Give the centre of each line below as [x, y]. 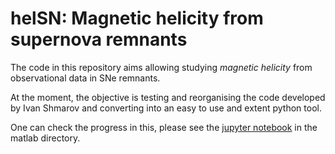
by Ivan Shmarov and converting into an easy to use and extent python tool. [166, 108]
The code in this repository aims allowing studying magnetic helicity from [161, 67]
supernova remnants [99, 39]
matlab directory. [45, 138]
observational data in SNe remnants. [85, 78]
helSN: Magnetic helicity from [137, 18]
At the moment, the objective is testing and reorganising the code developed [168, 97]
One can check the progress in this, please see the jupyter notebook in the [164, 127]
